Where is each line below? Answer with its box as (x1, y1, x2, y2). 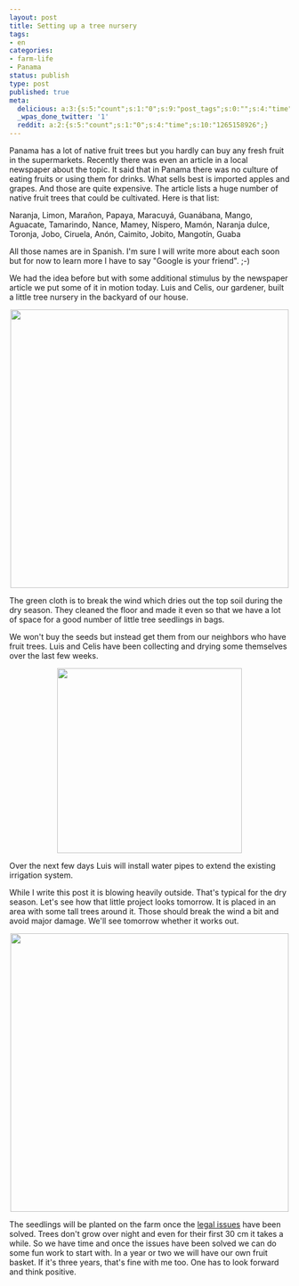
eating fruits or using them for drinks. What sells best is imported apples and (9, 174, 290, 184)
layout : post (9, 12, 58, 22)
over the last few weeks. (9, 651, 99, 660)
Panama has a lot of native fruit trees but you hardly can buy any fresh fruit (9, 145, 285, 156)
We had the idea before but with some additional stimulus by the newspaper (9, 273, 288, 283)
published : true (9, 87, 69, 96)
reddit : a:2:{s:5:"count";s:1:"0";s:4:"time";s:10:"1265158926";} (17, 121, 269, 130)
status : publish (9, 71, 69, 80)
